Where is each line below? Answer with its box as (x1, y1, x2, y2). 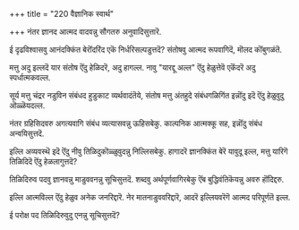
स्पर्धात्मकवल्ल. (9, 72, 51, 82)
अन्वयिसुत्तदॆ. (9, 128, 45, 139)
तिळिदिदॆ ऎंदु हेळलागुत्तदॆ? (9, 157, 78, 166)
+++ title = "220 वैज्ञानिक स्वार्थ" (9, 9, 115, 19)
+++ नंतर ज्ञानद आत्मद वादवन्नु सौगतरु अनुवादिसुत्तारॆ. (9, 27, 162, 37)
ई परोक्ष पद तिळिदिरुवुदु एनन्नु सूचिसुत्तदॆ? (9, 210, 121, 220)
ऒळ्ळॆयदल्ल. (9, 100, 46, 111)
